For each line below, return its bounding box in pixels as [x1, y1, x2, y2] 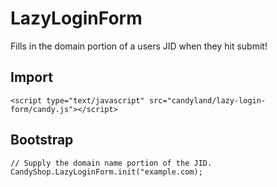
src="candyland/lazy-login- [148, 95, 267, 106]
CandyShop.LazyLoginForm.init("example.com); [10, 167, 203, 177]
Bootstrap [10, 132, 74, 149]
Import [10, 69, 53, 86]
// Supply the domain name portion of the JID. [10, 158, 213, 168]
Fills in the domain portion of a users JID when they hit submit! [10, 40, 268, 52]
